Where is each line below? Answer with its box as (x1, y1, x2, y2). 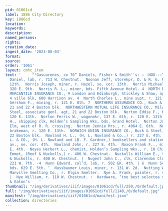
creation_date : (5, 44, 37, 49)
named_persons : (5, 35, 37, 40)
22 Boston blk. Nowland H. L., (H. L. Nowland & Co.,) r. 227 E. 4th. (9, 133, 162, 138)
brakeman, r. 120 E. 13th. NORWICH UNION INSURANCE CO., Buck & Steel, (9, 128, 164, 133)
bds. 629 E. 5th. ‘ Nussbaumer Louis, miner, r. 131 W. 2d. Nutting (9, 165, 160, 170)
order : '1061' (5, 63, 35, 68)
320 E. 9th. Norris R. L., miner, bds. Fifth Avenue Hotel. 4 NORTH (9, 86, 160, 91)
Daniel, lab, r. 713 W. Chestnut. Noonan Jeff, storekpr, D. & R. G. (9, 77, 160, 82)
